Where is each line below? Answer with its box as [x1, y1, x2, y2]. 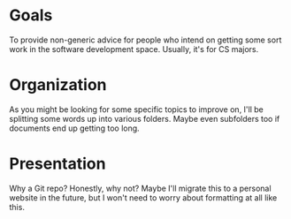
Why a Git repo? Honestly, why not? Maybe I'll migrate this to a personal [9, 183, 272, 193]
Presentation [9, 154, 106, 174]
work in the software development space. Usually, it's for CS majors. [9, 43, 259, 54]
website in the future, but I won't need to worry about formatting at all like [9, 192, 278, 203]
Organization [9, 75, 107, 95]
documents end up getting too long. [9, 123, 140, 133]
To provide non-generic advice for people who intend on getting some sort [9, 34, 282, 45]
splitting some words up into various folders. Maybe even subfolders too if [9, 113, 280, 124]
